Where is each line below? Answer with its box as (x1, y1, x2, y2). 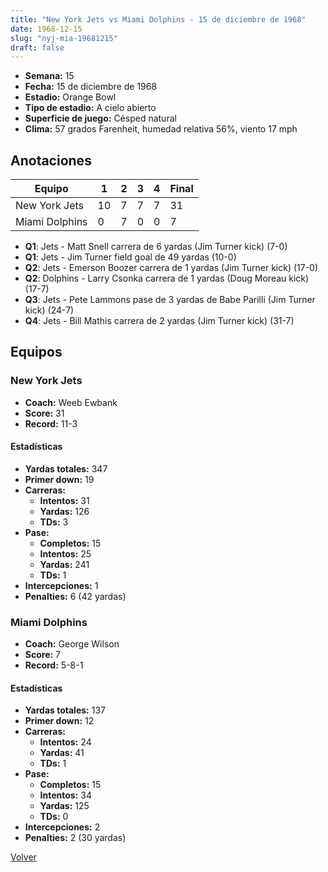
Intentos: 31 (39, 494, 90, 506)
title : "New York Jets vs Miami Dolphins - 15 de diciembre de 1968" (10, 14, 307, 25)
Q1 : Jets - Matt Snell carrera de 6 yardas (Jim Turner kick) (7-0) (24, 241, 288, 253)
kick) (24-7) (24, 304, 75, 316)
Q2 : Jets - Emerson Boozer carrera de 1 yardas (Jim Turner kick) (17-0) (24, 262, 319, 274)
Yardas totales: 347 (24, 462, 108, 475)
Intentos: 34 (39, 789, 93, 801)
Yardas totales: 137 (24, 704, 106, 716)
